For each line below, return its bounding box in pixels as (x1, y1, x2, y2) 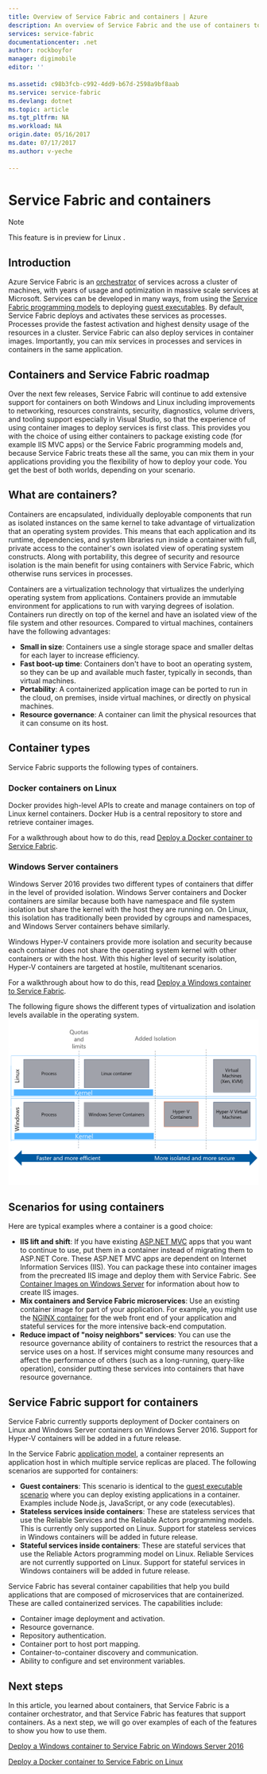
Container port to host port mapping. (19, 1639, 141, 1649)
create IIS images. (19, 1288, 79, 1297)
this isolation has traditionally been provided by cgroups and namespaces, (8, 913, 252, 923)
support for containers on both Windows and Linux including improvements (8, 398, 256, 407)
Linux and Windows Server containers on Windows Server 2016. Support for (8, 1425, 258, 1435)
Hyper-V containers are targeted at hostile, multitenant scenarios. (8, 963, 222, 972)
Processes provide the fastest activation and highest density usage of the (8, 320, 250, 329)
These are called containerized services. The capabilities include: (8, 1599, 223, 1608)
